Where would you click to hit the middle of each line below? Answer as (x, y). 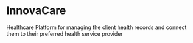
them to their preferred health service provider (65, 33)
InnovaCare (36, 11)
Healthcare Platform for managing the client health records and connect (96, 27)
